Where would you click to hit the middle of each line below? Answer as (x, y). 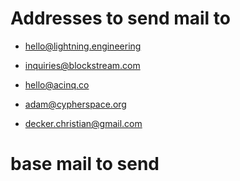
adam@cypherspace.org (75, 104)
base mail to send (85, 164)
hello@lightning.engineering (83, 46)
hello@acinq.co (57, 84)
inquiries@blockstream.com (82, 65)
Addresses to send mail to (120, 18)
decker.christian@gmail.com (83, 123)
